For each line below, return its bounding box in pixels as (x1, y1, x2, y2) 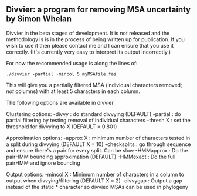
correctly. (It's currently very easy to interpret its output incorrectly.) (6, 48, 171, 55)
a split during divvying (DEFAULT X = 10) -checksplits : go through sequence (6, 141, 191, 148)
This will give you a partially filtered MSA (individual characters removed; (6, 81, 183, 88)
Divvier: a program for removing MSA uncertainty (6, 5, 191, 15)
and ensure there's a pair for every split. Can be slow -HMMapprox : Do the (6, 147, 188, 154)
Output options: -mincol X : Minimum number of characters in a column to (6, 171, 185, 178)
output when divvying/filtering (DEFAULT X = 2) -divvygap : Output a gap (6, 177, 183, 184)
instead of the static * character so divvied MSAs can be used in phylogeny (6, 183, 189, 190)
